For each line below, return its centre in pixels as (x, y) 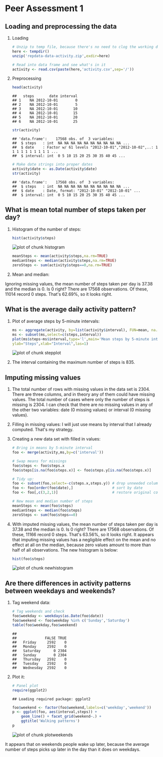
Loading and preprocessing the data (61, 26)
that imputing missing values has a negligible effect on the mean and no (84, 539)
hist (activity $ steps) (34, 238)
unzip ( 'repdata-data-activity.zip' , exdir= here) (61, 56)
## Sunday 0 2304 (39, 655)
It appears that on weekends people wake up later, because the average (77, 744)
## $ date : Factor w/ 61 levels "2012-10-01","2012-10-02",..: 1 (85, 148)
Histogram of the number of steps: (47, 229)
